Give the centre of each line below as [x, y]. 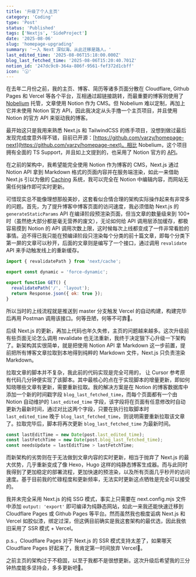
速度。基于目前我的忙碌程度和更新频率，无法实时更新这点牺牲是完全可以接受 [98, 479]
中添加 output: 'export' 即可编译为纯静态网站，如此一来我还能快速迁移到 [95, 506]
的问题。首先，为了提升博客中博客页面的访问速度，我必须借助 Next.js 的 [92, 207]
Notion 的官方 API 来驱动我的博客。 [48, 118]
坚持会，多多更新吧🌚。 [59, 568]
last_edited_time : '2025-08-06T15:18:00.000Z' [64, 55]
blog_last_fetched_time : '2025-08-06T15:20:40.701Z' [71, 60]
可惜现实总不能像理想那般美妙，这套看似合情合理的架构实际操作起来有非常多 [98, 199]
